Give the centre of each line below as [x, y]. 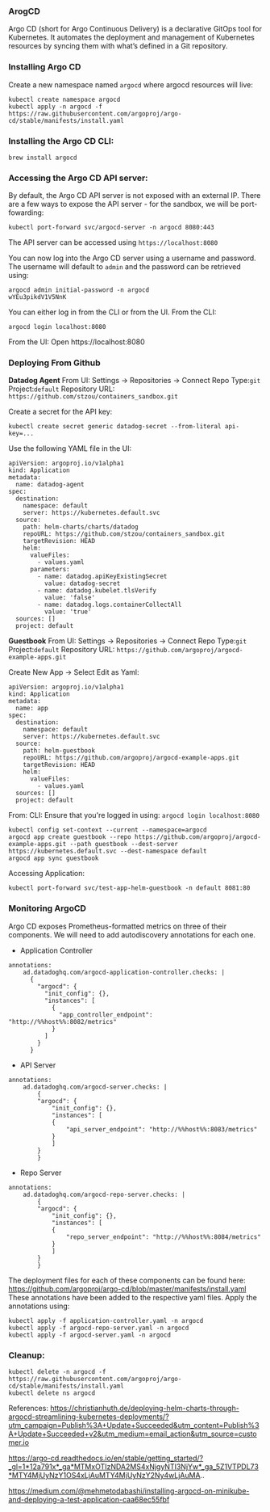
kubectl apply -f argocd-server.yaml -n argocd [90, 1335]
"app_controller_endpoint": [106, 1015]
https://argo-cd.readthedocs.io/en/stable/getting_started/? [106, 1458]
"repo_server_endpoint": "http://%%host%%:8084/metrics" [164, 1237]
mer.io [19, 1443]
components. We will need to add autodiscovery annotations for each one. [132, 934]
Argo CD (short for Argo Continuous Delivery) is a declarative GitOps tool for [135, 29]
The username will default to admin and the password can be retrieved [125, 267]
